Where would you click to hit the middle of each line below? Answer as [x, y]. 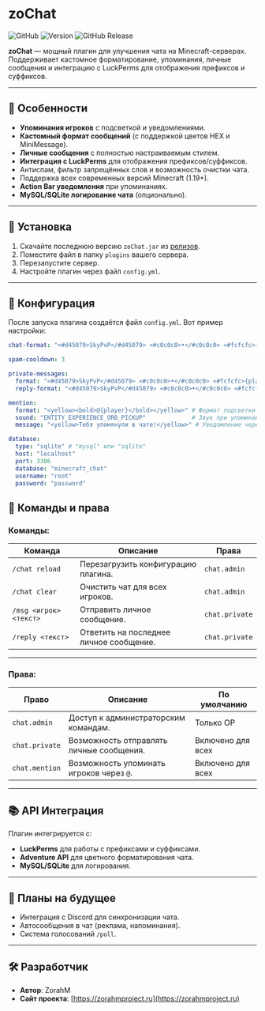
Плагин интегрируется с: [50, 834]
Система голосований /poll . [68, 934]
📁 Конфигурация [52, 303]
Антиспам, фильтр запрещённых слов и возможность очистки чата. [134, 169]
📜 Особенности [48, 109]
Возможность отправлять [118, 741]
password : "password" [51, 483]
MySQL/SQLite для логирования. [75, 866]
